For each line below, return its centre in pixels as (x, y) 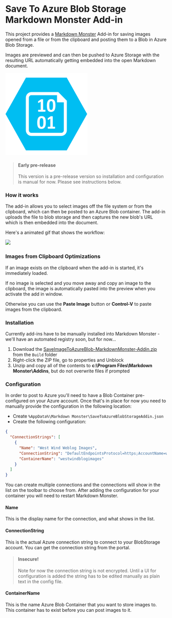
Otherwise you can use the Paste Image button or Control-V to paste (79, 304)
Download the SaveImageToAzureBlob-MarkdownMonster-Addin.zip (85, 349)
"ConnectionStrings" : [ (35, 437)
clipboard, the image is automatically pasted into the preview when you (80, 288)
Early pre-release (37, 165)
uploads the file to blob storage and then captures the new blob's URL (79, 217)
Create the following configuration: (49, 422)
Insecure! (28, 559)
